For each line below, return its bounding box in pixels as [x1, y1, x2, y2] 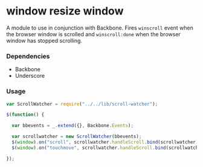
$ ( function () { [6, 112, 45, 118]
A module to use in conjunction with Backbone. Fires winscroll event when [6, 24, 193, 31]
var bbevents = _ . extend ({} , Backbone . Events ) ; [11, 122, 134, 129]
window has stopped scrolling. [6, 37, 83, 44]
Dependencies [6, 52, 50, 60]
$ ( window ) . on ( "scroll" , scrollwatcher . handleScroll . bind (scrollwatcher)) [11, 139, 201, 145]
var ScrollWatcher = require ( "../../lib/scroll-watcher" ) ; [6, 101, 158, 107]
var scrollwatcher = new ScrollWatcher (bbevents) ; [11, 134, 142, 140]
